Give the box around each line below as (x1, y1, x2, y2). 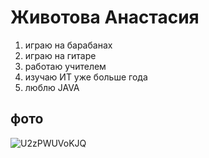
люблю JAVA (24, 81, 80, 93)
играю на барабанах (24, 39, 113, 51)
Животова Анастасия (10, 6, 200, 29)
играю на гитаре (24, 49, 97, 61)
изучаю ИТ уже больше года (24, 71, 148, 83)
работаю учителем (24, 60, 107, 72)
